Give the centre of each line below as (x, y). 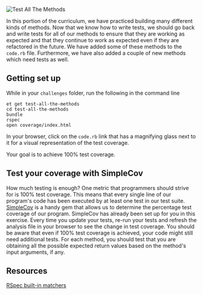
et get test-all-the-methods (43, 104)
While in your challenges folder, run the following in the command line (93, 93)
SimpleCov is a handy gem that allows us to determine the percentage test (99, 207)
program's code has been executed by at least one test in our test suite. (96, 201)
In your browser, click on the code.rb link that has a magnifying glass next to (101, 136)
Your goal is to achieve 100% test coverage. (61, 154)
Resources (27, 271)
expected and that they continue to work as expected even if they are (93, 40)
